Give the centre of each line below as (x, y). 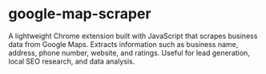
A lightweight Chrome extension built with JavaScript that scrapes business (133, 36)
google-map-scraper (80, 14)
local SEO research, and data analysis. (72, 61)
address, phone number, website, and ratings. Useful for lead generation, (129, 53)
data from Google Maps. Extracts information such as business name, (123, 44)
